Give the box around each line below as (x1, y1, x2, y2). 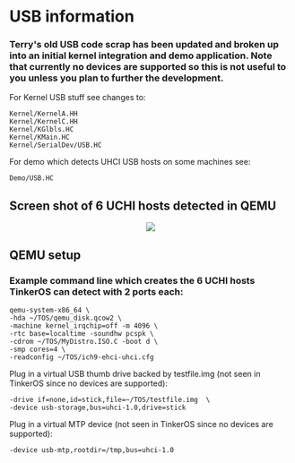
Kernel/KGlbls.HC (9, 125, 74, 134)
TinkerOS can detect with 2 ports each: (9, 285, 184, 297)
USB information (9, 6, 134, 27)
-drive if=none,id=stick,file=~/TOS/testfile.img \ (9, 395, 211, 404)
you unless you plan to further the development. (9, 72, 224, 84)
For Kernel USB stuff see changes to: (9, 92, 146, 103)
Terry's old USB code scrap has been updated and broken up (9, 39, 280, 51)
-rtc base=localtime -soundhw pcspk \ (9, 329, 154, 338)
